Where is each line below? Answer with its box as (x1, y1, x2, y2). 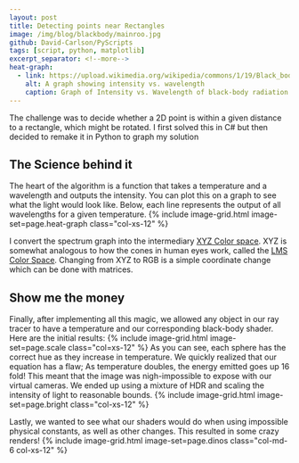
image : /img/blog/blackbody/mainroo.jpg (9, 29, 162, 38)
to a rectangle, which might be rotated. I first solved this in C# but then (9, 121, 269, 132)
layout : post (9, 12, 58, 22)
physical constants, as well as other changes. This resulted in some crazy (9, 426, 279, 437)
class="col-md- (230, 435, 288, 446)
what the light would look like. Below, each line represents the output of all (9, 200, 282, 211)
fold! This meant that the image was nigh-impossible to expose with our (9, 371, 272, 382)
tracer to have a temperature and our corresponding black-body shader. (9, 323, 274, 335)
